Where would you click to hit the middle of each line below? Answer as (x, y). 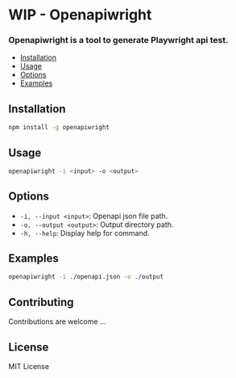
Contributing (41, 302)
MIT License (29, 366)
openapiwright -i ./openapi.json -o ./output (86, 277)
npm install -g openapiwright (59, 128)
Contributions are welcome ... (57, 321)
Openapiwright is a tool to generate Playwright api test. (118, 40)
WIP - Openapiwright (80, 15)
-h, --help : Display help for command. (85, 233)
